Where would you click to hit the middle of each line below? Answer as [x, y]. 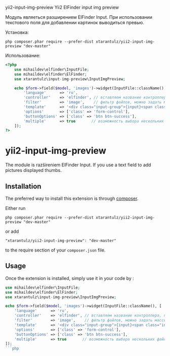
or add [12, 231]
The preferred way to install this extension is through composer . [72, 198]
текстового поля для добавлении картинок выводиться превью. [75, 23]
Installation [23, 186]
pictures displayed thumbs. [33, 170]
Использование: [23, 56]
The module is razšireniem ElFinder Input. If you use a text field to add [78, 165]
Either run [15, 208]
